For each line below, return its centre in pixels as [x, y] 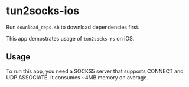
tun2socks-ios [43, 11]
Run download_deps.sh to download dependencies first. [73, 27]
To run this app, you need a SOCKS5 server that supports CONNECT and [95, 71]
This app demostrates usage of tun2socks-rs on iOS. [70, 38]
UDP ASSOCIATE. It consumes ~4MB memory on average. [77, 77]
